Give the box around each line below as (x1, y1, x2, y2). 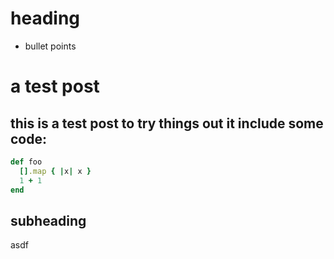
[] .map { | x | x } (19, 166, 92, 176)
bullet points (24, 40, 77, 52)
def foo (10, 157, 43, 167)
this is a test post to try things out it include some (10, 115, 324, 132)
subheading (10, 212, 87, 229)
